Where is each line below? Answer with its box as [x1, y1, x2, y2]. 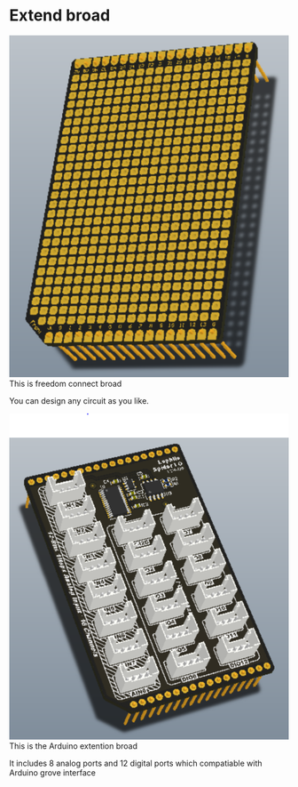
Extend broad [9, 5, 111, 26]
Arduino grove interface [9, 767, 96, 778]
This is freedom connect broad [9, 378, 122, 389]
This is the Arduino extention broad [9, 741, 138, 751]
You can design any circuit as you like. [9, 395, 149, 406]
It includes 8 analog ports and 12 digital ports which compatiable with [9, 758, 263, 769]
